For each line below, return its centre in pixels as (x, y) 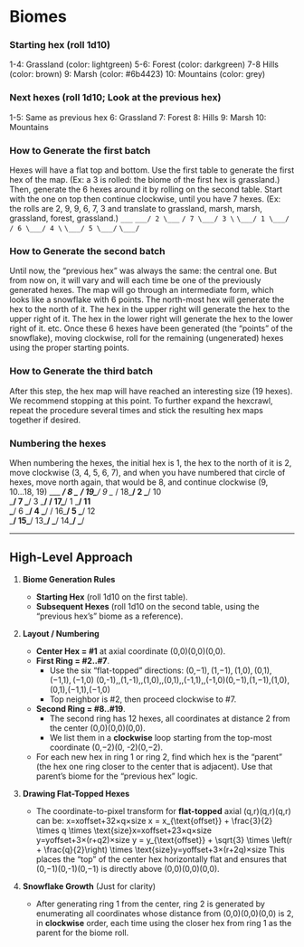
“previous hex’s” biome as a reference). (109, 616)
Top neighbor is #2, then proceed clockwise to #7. (143, 699)
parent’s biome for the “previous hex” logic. (117, 776)
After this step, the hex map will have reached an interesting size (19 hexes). (151, 391)
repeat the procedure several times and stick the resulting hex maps (137, 410)
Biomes (38, 17)
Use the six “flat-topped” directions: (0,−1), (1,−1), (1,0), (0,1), (161, 670)
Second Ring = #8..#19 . (81, 708)
